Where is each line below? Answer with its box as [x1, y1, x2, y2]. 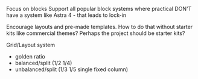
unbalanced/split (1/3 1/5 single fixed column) [14, 66, 129, 73]
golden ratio [14, 53, 45, 60]
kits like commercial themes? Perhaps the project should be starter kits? [6, 30, 185, 37]
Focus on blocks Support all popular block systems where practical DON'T [6, 5, 192, 12]
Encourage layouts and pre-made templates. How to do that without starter [6, 24, 193, 30]
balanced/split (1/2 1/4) [14, 60, 72, 66]
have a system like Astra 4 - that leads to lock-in [6, 11, 127, 19]
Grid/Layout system [6, 42, 56, 48]
